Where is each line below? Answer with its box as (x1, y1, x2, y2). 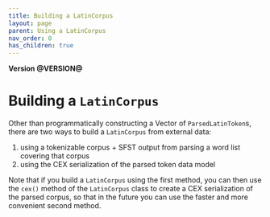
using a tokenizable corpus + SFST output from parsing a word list (19, 142, 241, 153)
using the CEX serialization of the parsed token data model (19, 160, 216, 170)
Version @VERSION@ (8, 63, 83, 73)
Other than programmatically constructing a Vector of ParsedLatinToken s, (8, 118, 251, 129)
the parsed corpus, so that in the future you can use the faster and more (8, 192, 248, 202)
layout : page (8, 19, 52, 27)
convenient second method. (8, 201, 102, 211)
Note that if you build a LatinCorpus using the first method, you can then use (8, 175, 262, 185)
